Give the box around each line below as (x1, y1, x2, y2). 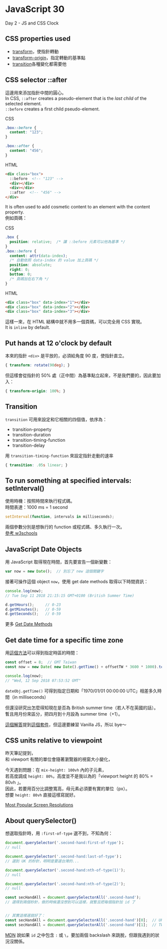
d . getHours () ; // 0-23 (5, 602, 61, 607)
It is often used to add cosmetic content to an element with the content (5, 204, 150, 210)
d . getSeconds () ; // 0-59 (5, 611, 61, 617)
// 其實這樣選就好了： (5, 913, 46, 918)
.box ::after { (5, 143, 35, 148)
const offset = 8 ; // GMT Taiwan (5, 660, 77, 665)
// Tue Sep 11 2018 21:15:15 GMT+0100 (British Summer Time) (5, 593, 135, 598)
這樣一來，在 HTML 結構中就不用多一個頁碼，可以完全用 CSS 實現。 (5, 319, 145, 325)
